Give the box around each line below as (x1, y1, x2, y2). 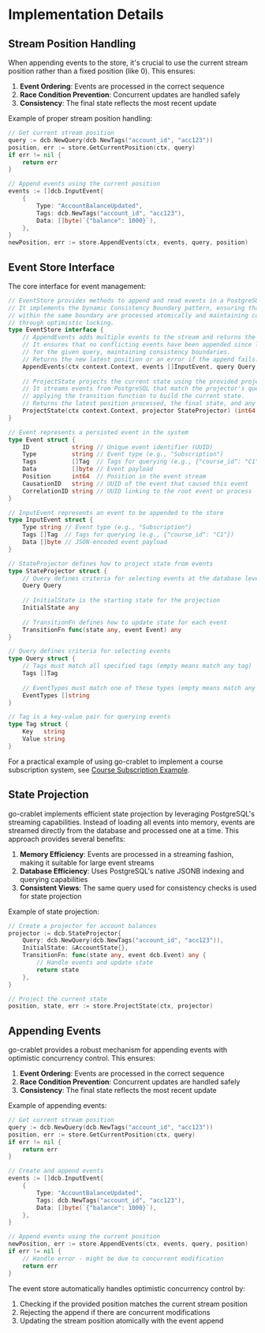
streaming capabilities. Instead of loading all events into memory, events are (8, 817, 256, 827)
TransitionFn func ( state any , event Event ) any (22, 625, 181, 633)
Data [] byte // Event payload (22, 465, 154, 473)
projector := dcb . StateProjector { (8, 929, 122, 937)
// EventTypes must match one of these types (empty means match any (22, 684, 256, 692)
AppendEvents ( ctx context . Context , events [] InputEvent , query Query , (22, 362, 259, 370)
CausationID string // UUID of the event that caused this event (22, 479, 248, 487)
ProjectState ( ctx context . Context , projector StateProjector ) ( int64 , (22, 407, 259, 415)
